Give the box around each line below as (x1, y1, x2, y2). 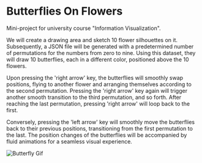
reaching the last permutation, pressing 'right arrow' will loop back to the (6, 100, 190, 107)
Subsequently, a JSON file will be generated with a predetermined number (6, 43, 194, 50)
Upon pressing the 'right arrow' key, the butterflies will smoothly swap (6, 74, 184, 81)
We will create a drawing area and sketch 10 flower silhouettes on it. (6, 36, 178, 43)
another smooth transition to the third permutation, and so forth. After (6, 93, 182, 101)
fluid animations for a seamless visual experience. (6, 137, 133, 145)
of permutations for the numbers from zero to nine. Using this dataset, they (6, 49, 196, 56)
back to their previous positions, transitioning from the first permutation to (6, 125, 193, 132)
